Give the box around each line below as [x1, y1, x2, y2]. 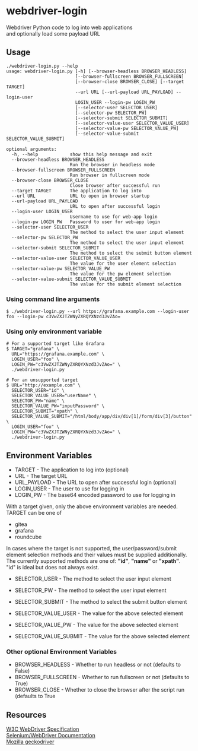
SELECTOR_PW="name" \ [11, 398, 65, 404]
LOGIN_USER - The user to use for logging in [14, 485, 124, 492]
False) [14, 667, 30, 674]
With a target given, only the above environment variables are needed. [6, 503, 178, 510]
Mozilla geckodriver [6, 738, 55, 746]
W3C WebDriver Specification [6, 725, 79, 733]
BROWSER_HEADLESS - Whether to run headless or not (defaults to [14, 661, 181, 668]
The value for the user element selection [69, 260, 177, 267]
